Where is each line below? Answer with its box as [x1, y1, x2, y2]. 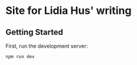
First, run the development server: [5, 42, 88, 49]
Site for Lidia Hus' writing [5, 4, 132, 17]
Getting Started [5, 27, 64, 37]
